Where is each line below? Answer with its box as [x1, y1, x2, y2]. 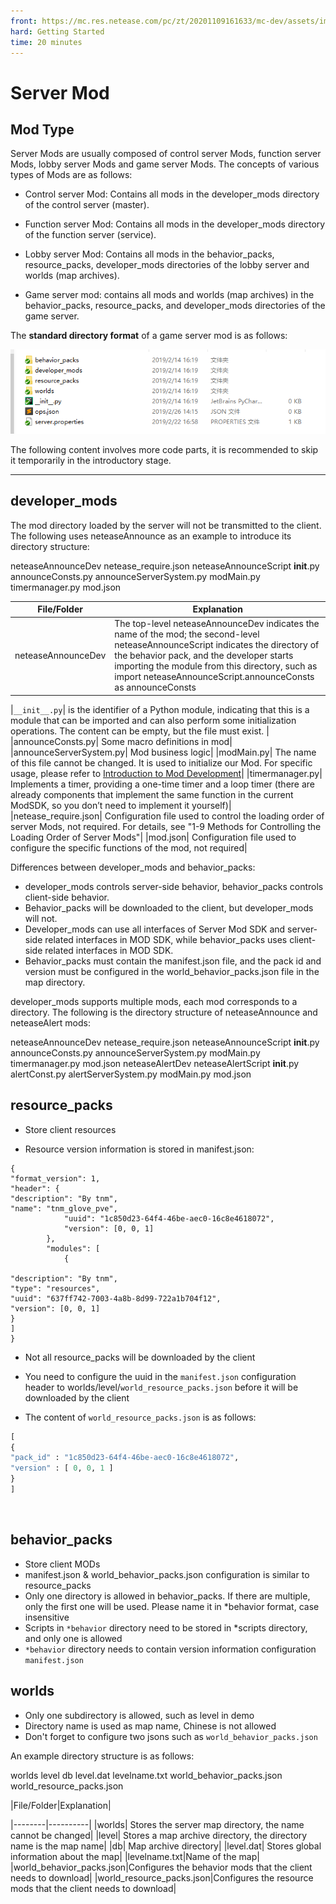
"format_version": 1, [10, 1173, 101, 1184]
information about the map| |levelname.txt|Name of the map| [10, 1850, 260, 1862]
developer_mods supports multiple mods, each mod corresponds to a [10, 995, 298, 1007]
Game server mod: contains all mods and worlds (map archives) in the [24, 289, 315, 301]
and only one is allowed [24, 1632, 123, 1644]
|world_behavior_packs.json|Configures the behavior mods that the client [10, 1861, 313, 1873]
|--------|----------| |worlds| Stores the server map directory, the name [10, 1818, 305, 1830]
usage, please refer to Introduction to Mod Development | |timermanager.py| [10, 767, 323, 779]
